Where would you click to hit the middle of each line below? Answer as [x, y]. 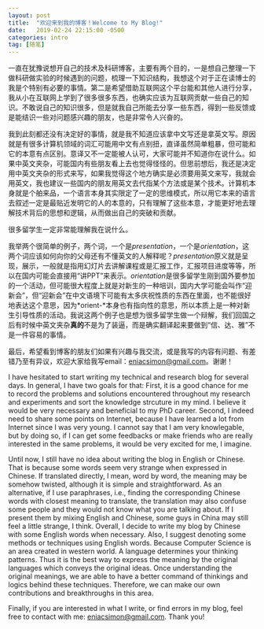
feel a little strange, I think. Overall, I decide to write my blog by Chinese [125, 526]
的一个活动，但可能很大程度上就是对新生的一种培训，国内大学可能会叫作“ [127, 286]
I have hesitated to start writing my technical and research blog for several [128, 377]
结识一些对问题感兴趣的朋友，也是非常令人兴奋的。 [104, 117]
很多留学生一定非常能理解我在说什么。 [70, 230]
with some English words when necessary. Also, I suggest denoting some [127, 535]
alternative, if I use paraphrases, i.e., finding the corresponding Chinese [125, 493]
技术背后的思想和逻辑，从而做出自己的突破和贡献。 [97, 213]
